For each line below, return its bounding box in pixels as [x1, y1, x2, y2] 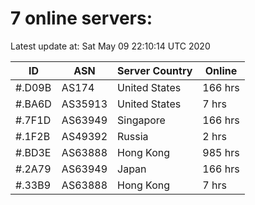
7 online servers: [10, 7, 153, 30]
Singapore [117, 113, 166, 127]
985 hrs [202, 145, 240, 159]
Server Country [117, 63, 193, 77]
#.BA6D [15, 97, 52, 111]
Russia [117, 129, 149, 143]
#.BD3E [15, 145, 52, 159]
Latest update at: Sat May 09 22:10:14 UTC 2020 [10, 40, 211, 52]
